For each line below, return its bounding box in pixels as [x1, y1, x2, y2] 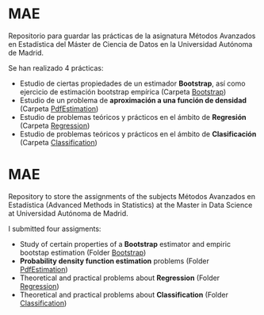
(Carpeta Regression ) [19, 121, 90, 130]
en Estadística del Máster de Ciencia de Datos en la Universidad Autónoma [8, 39, 253, 48]
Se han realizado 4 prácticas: [8, 63, 104, 72]
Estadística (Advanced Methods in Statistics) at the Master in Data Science [8, 200, 253, 209]
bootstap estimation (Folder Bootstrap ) [19, 248, 147, 257]
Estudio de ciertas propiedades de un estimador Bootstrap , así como [19, 79, 246, 88]
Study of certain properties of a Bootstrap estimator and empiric [19, 239, 231, 248]
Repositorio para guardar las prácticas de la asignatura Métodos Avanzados [8, 31, 256, 40]
